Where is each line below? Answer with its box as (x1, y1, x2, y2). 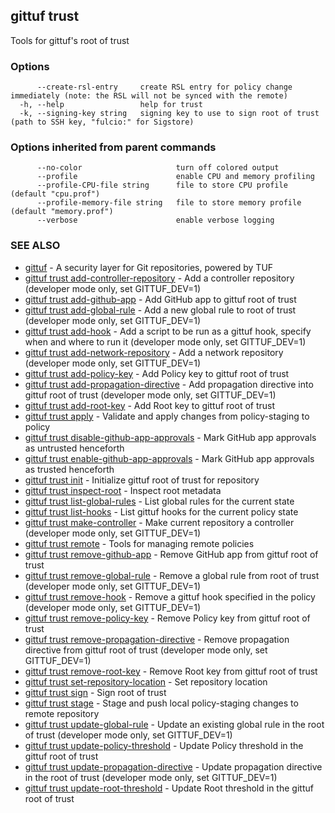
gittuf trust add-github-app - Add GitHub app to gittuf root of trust (24, 293, 297, 305)
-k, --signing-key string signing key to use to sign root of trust (19, 109, 320, 119)
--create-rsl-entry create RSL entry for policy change (36, 82, 293, 93)
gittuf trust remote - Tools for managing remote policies (24, 537, 255, 549)
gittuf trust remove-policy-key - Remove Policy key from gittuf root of (24, 612, 311, 624)
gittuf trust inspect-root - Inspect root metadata (24, 484, 222, 496)
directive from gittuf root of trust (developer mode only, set (24, 644, 268, 656)
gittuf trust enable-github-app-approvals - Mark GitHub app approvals (24, 452, 315, 464)
